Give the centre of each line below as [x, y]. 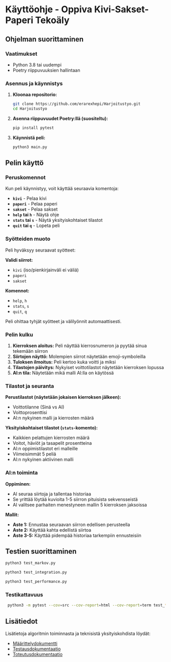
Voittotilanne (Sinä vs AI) [38, 407]
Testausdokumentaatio [37, 649]
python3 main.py [30, 147]
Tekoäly [52, 20]
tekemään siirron [30, 351]
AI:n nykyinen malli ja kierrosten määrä [53, 418]
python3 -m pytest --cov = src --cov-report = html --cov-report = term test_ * [87, 605]
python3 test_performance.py [36, 582]
